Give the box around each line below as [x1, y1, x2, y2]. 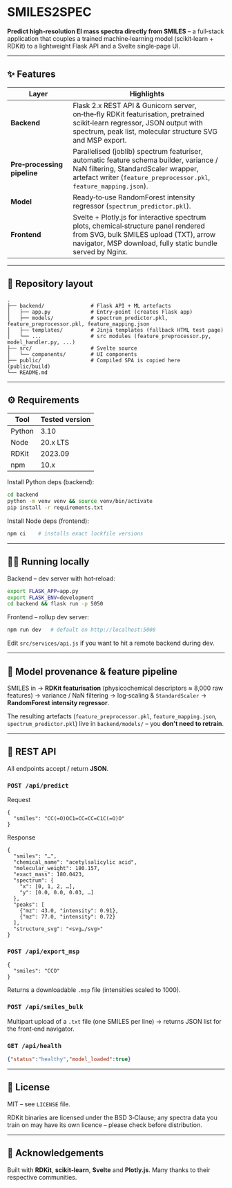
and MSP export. [72, 135, 127, 145]
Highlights [130, 89, 164, 98]
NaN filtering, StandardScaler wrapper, [72, 163, 199, 173]
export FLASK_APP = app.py [7, 587, 79, 594]
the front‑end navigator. [7, 1025, 75, 1033]
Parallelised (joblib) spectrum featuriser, [72, 146, 203, 156]
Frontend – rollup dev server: [7, 613, 90, 621]
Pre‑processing [10, 159, 64, 169]
